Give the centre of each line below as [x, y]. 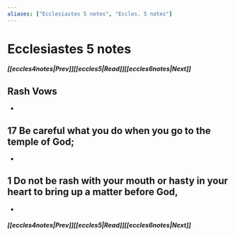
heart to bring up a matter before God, [93, 192]
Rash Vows [33, 91]
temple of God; [41, 141]
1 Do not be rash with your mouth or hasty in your [118, 181]
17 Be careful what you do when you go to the [109, 131]
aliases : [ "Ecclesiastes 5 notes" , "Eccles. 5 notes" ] [90, 14]
